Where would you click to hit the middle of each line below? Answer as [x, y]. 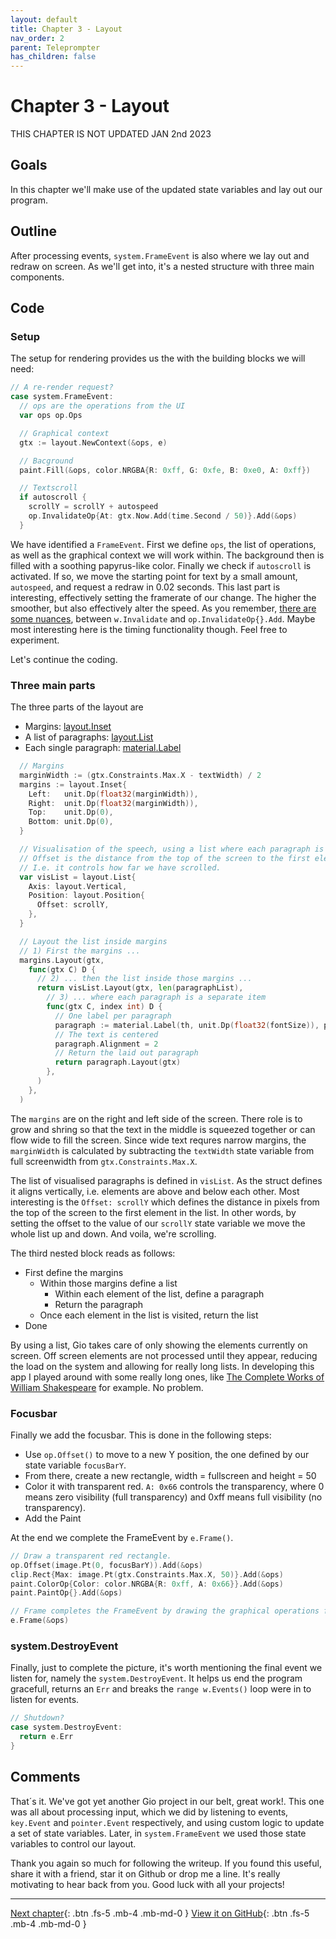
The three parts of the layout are [77, 707]
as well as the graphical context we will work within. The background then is [167, 555]
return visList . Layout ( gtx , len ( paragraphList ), [140, 988]
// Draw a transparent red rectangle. [91, 1556]
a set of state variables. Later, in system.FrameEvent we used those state [158, 1833]
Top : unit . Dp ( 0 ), [71, 812]
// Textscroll [48, 488]
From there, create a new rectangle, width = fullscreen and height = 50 [170, 1475]
